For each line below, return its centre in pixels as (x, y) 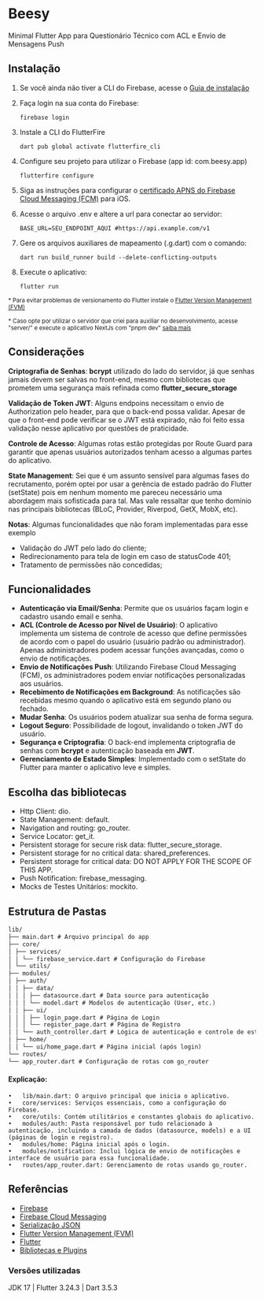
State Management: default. (64, 820)
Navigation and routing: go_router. (75, 828)
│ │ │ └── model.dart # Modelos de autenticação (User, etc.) (112, 1003)
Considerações (46, 352)
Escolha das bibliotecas (68, 792)
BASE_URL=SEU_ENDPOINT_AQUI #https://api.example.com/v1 (115, 228)
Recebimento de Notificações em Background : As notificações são (130, 692)
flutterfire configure (57, 175)
